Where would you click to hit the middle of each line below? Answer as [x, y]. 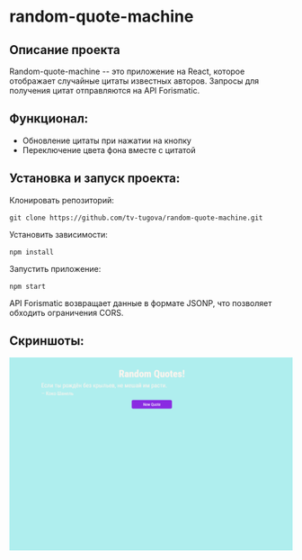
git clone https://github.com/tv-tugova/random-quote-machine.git [136, 218]
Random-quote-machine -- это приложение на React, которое [127, 71]
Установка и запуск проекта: [95, 179]
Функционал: [49, 119]
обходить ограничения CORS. [67, 312]
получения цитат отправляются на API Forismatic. [105, 90]
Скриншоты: [47, 341]
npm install [31, 252]
